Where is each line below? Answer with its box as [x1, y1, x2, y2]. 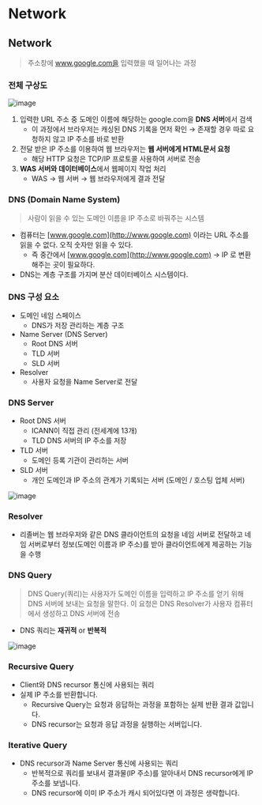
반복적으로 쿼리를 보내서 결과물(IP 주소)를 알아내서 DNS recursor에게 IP [31, 769, 254, 778]
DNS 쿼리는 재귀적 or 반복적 [19, 625, 107, 635]
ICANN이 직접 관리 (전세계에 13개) [31, 426, 138, 436]
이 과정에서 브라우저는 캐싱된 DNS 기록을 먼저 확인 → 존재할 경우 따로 [31, 124, 246, 134]
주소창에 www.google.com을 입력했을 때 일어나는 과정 [27, 59, 197, 67]
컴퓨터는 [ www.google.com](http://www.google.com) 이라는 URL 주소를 [19, 230, 249, 240]
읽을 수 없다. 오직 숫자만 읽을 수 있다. [19, 240, 133, 249]
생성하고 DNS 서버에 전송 [42, 608, 121, 618]
